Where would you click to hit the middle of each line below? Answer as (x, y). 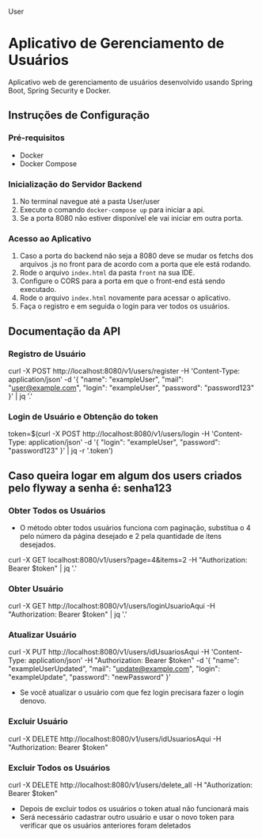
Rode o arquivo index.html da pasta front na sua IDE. (107, 273)
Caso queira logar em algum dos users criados (125, 475)
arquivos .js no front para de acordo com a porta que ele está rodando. (135, 264)
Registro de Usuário (47, 354)
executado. (38, 290)
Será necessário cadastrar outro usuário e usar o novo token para (127, 817)
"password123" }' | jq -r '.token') (61, 451)
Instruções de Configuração (79, 115)
